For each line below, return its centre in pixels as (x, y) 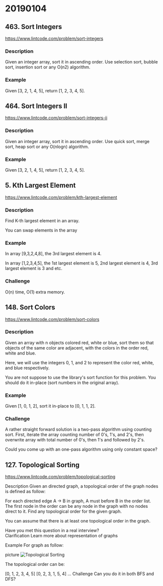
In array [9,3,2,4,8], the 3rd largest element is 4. (53, 254)
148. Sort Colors (30, 308)
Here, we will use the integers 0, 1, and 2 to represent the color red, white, (80, 362)
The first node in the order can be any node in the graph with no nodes (77, 506)
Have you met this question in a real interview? (52, 530)
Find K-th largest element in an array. (42, 221)
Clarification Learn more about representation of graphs (61, 536)
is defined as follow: (25, 492)
